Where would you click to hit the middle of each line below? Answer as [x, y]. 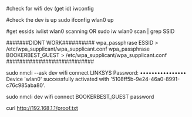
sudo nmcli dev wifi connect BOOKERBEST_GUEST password [80, 97]
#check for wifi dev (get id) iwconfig [50, 9]
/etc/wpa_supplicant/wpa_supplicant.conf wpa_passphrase [78, 49]
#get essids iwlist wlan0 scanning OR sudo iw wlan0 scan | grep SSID [90, 31]
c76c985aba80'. [26, 85]
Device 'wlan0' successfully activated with [58, 79]
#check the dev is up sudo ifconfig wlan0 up [60, 20]
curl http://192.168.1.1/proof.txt [42, 108]
